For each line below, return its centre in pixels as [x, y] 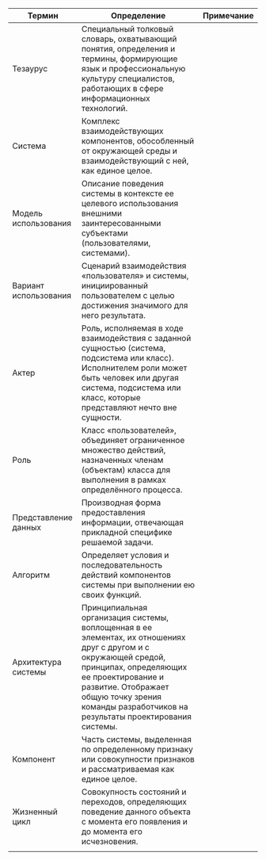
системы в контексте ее [127, 193]
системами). [106, 253]
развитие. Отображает [125, 687]
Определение [138, 15]
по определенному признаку [137, 749]
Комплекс [101, 121]
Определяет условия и [125, 555]
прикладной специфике [127, 532]
